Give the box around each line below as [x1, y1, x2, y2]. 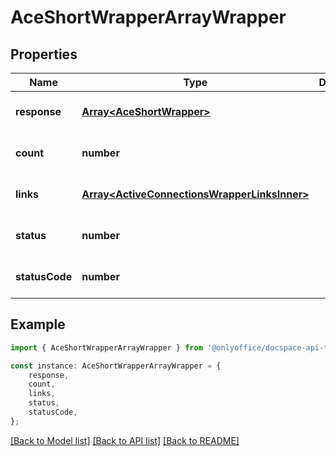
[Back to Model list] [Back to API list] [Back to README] [10, 434, 240, 446]
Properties [10, 46, 78, 63]
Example [10, 316, 66, 333]
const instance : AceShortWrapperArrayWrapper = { [10, 361, 222, 371]
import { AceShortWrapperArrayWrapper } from [10, 342, 203, 353]
